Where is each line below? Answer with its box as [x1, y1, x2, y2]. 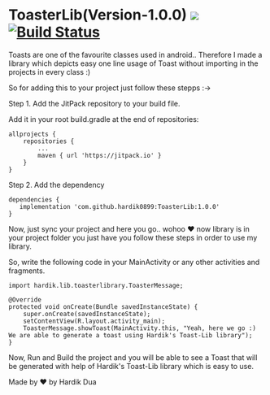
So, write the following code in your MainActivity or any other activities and [8, 257, 260, 267]
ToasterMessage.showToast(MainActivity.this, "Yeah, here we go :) [23, 323, 256, 332]
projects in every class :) [8, 67, 91, 76]
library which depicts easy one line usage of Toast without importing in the [8, 59, 259, 68]
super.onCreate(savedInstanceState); [23, 310, 151, 318]
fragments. [8, 266, 46, 276]
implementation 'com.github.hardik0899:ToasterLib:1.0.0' [19, 202, 220, 211]
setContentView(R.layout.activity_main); [23, 317, 165, 325]
